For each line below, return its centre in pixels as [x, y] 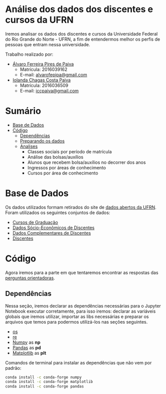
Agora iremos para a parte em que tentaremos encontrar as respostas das [82, 272]
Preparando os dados [42, 141]
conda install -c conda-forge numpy [43, 377]
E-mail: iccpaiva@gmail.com [49, 90]
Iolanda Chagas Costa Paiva [42, 80]
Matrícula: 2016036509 [44, 85]
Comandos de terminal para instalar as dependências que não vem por [78, 362]
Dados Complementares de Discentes [52, 233]
